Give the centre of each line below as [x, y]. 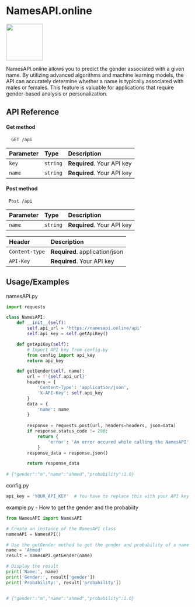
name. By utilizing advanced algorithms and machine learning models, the [95, 75]
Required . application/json [87, 251]
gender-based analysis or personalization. [57, 93]
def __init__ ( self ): [41, 323]
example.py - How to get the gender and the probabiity [72, 507]
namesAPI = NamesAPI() [34, 534]
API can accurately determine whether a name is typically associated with [95, 81]
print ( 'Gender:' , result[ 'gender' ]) [51, 577]
